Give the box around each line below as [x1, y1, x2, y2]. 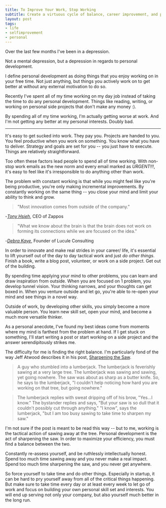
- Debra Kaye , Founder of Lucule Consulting [5, 237, 94, 243]
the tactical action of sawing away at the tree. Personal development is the [5, 430, 157, 436]
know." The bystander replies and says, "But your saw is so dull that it [17, 399, 160, 405]
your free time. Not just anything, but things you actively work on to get [5, 78, 150, 84]
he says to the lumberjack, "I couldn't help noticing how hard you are [17, 380, 158, 386]
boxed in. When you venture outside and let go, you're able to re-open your [5, 288, 159, 294]
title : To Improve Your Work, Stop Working [5, 7, 96, 12]
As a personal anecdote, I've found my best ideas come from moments [5, 323, 150, 330]
